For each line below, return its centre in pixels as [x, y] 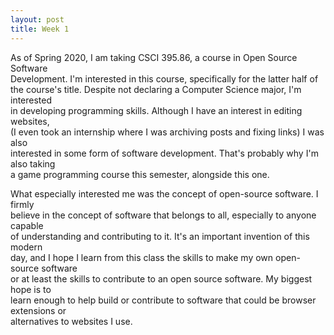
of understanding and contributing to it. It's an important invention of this [160, 236]
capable [27, 225]
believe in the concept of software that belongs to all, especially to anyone [163, 215]
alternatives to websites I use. [71, 321]
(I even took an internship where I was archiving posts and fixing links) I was [167, 132]
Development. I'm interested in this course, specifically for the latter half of [164, 78]
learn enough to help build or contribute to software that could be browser [163, 300]
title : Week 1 [40, 29]
